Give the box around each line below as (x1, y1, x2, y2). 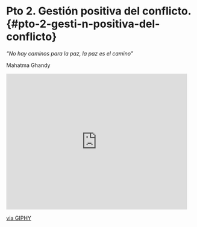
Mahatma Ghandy (6, 62, 51, 69)
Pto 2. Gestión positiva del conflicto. (6, 4, 192, 18)
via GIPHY (6, 214, 32, 222)
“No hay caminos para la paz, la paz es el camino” (6, 50, 134, 57)
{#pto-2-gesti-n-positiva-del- (6, 17, 160, 31)
